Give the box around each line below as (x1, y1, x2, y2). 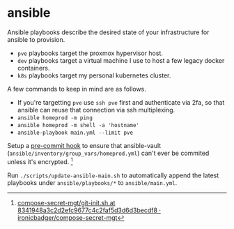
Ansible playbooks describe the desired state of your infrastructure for (7, 28, 210, 36)
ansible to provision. (7, 35, 65, 43)
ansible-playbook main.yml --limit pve (17, 129, 134, 136)
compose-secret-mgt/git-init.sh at (17, 198, 116, 207)
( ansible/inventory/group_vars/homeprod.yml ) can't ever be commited (7, 149, 210, 157)
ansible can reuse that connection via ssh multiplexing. (17, 105, 175, 114)
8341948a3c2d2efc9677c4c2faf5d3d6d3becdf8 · (17, 206, 162, 214)
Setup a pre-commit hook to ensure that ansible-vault (7, 141, 162, 149)
